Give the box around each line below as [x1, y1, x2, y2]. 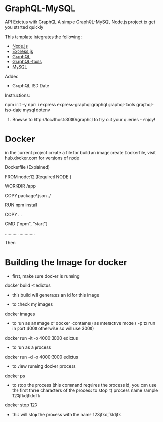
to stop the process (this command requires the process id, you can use [12, 382, 157, 388]
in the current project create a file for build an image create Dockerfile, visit [5, 149, 156, 155]
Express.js [12, 48, 33, 54]
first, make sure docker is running [12, 273, 80, 279]
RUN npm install [5, 202, 37, 208]
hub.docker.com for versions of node [5, 155, 79, 161]
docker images [5, 311, 35, 317]
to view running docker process [12, 363, 76, 369]
